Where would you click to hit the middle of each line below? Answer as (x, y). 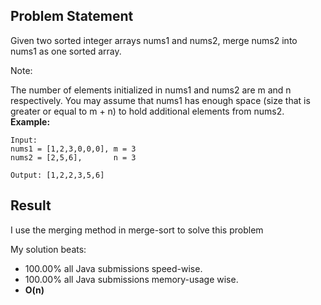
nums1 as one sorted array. (66, 51)
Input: (24, 140)
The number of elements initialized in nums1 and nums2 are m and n (151, 90)
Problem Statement (72, 16)
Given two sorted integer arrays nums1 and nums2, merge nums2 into (154, 40)
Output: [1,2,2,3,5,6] (57, 175)
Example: (30, 121)
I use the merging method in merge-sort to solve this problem (137, 230)
